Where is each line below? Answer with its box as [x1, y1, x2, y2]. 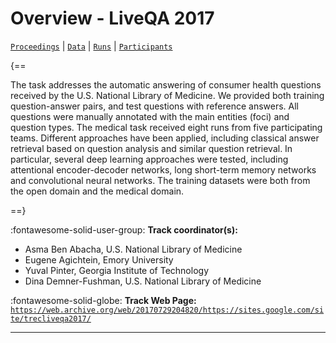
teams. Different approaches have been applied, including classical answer [10, 132, 320, 144]
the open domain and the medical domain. [10, 185, 185, 197]
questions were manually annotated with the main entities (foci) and [10, 110, 290, 122]
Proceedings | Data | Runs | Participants [10, 40, 173, 52]
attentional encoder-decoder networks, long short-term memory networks [10, 163, 317, 176]
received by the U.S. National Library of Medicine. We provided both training [10, 89, 325, 101]
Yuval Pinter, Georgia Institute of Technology [24, 264, 209, 276]
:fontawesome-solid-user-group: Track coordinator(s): [10, 223, 238, 236]
